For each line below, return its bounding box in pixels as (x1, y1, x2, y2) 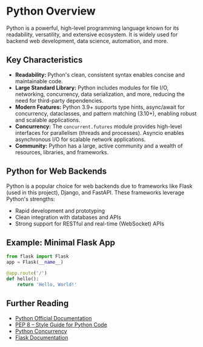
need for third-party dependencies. (15, 97, 104, 104)
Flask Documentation (15, 334, 68, 341)
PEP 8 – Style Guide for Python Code (15, 321, 107, 328)
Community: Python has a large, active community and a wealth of (15, 142, 183, 149)
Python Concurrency (15, 327, 67, 335)
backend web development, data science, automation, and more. (6, 37, 168, 44)
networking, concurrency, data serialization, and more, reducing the (15, 90, 185, 98)
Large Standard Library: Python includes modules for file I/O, (15, 84, 169, 91)
